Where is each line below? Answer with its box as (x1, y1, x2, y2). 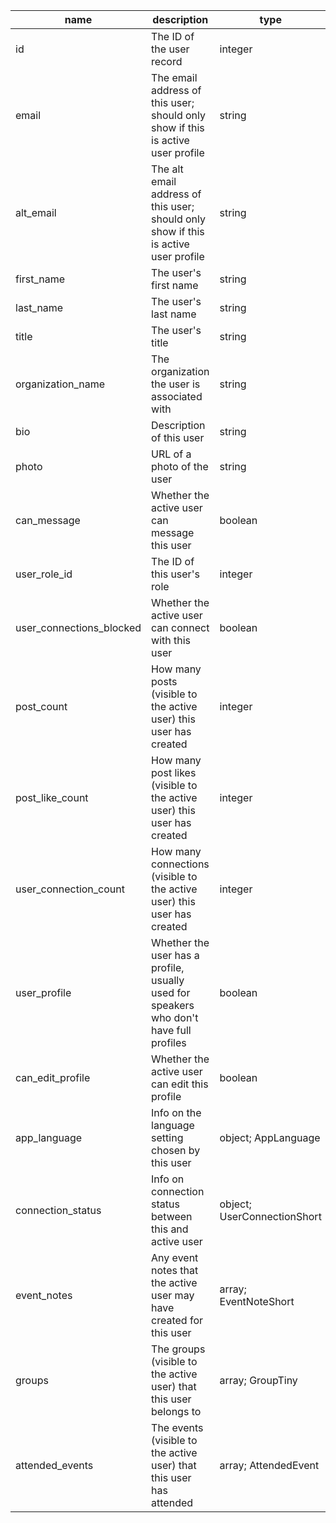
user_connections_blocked (15, 621, 142, 634)
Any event (151, 1251, 199, 1264)
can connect (151, 621, 210, 634)
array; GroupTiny (219, 1374, 298, 1387)
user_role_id (15, 567, 73, 581)
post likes (151, 766, 197, 779)
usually (151, 974, 185, 987)
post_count (15, 700, 68, 713)
